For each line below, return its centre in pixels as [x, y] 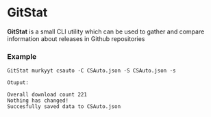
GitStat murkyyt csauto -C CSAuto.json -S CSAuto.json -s [91, 71]
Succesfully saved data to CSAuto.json [64, 107]
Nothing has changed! [38, 101]
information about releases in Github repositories [76, 38]
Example [22, 56]
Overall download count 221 [47, 95]
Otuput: [18, 83]
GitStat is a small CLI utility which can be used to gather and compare [106, 31]
